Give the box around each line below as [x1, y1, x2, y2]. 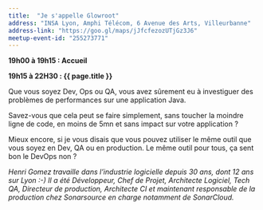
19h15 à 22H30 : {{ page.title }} [8, 71, 113, 81]
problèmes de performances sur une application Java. [8, 95, 186, 105]
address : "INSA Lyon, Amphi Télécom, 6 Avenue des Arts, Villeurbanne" [8, 19, 251, 27]
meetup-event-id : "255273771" [8, 34, 109, 42]
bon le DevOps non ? [8, 152, 77, 161]
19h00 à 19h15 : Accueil [8, 56, 88, 65]
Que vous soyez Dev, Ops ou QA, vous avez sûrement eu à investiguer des [8, 87, 253, 97]
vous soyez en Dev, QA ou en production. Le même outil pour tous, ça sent [8, 143, 254, 153]
